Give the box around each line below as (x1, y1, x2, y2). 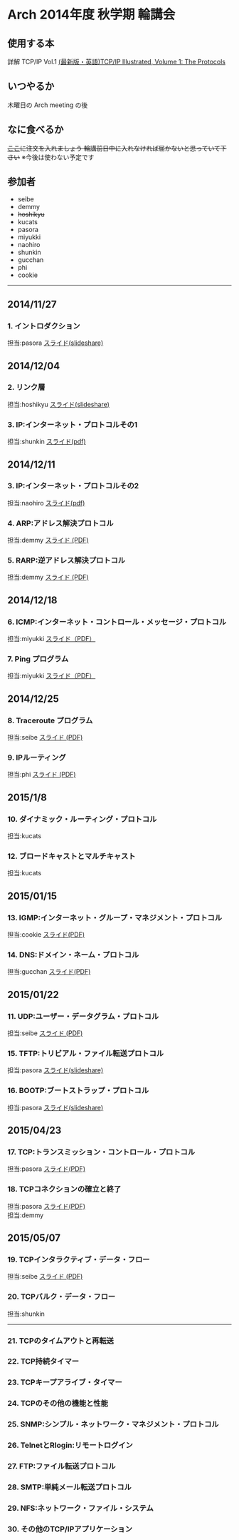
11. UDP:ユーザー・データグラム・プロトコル (7, 1011, 159, 1021)
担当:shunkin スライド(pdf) (7, 437, 87, 446)
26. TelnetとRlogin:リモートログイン (7, 1440, 133, 1450)
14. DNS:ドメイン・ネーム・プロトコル (7, 950, 139, 960)
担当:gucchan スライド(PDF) (7, 967, 91, 976)
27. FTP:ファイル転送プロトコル (7, 1461, 116, 1471)
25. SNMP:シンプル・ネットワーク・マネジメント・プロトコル (7, 1419, 219, 1429)
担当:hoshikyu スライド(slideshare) (7, 400, 110, 408)
